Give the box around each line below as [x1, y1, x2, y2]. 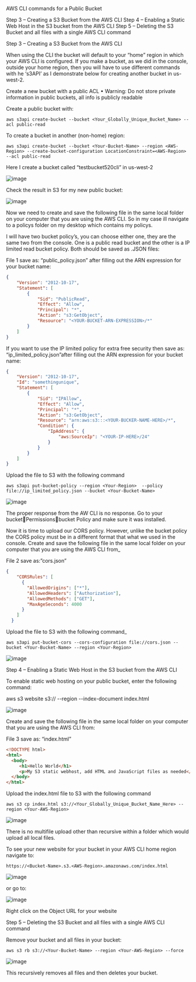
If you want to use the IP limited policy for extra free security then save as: [6, 345, 185, 352]
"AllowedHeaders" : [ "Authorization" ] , [27, 590, 121, 596]
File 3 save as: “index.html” [6, 735, 72, 743]
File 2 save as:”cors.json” [6, 557, 67, 564]
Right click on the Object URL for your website [6, 908, 117, 915]
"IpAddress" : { [47, 429, 85, 434]
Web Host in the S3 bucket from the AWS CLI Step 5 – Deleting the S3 [6, 23, 174, 29]
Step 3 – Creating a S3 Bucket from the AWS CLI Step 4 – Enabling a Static [6, 16, 185, 23]
